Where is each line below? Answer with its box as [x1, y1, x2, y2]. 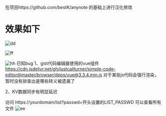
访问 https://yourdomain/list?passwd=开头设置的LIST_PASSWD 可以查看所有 [5, 99, 162, 105]
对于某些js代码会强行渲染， [103, 72, 159, 78]
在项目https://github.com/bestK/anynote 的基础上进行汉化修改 [5, 4, 133, 10]
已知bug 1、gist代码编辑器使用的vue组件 [16, 60, 99, 66]
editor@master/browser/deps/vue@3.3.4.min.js [5, 72, 102, 78]
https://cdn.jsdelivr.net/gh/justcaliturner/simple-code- [5, 66, 116, 72]
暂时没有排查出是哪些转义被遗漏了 [5, 78, 75, 84]
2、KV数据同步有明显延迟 [5, 89, 58, 95]
